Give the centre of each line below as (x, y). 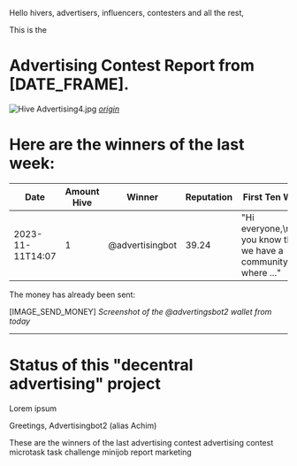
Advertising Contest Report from (132, 66)
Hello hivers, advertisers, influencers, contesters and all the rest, (127, 13)
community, (266, 262)
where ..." (261, 272)
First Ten (262, 196)
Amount (82, 191)
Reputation (209, 196)
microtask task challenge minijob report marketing (100, 452)
